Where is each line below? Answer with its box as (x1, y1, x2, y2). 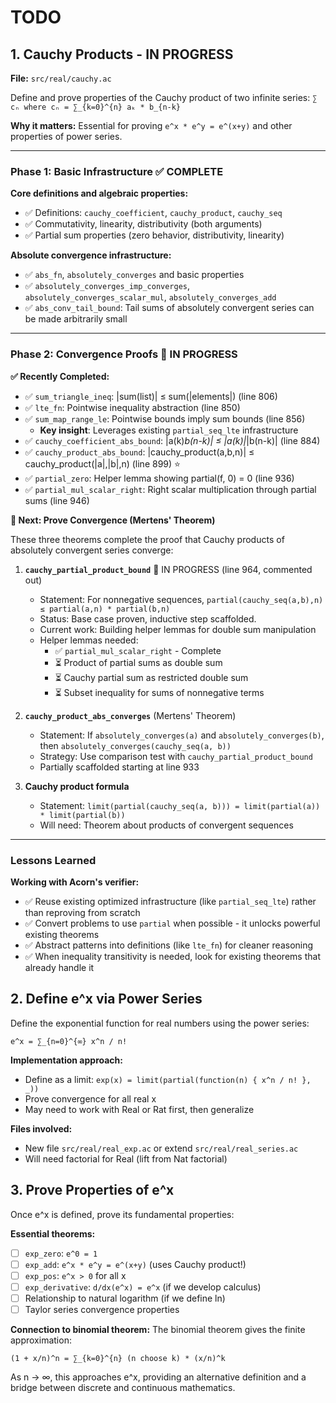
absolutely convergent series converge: (10, 544, 174, 556)
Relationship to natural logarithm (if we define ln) (24, 1292, 226, 1304)
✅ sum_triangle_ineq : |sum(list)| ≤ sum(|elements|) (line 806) (24, 390, 278, 402)
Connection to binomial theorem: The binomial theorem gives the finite (10, 1323, 306, 1335)
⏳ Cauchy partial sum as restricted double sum (54, 671, 249, 683)
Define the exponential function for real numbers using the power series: (10, 1017, 310, 1029)
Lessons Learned (10, 853, 97, 867)
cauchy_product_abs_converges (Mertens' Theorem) (24, 709, 237, 721)
